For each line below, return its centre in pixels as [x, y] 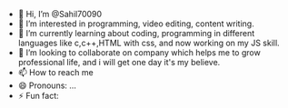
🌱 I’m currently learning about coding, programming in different [136, 33]
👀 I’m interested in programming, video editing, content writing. [136, 24]
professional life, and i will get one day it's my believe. [119, 62]
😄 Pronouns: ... [47, 85]
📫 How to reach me [55, 72]
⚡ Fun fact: [38, 96]
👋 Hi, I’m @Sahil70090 [60, 14]
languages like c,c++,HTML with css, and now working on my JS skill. [149, 43]
